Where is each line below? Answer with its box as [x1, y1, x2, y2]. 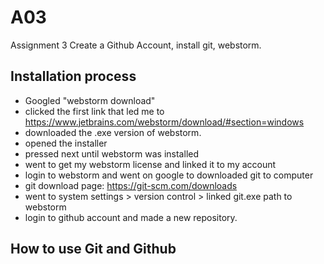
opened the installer [24, 137, 108, 149]
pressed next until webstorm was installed [24, 147, 200, 160]
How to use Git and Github [10, 241, 177, 258]
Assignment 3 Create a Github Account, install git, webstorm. [10, 39, 262, 51]
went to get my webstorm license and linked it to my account [24, 158, 277, 170]
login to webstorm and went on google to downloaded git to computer [24, 169, 314, 181]
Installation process [10, 68, 137, 85]
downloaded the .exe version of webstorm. [24, 126, 202, 138]
